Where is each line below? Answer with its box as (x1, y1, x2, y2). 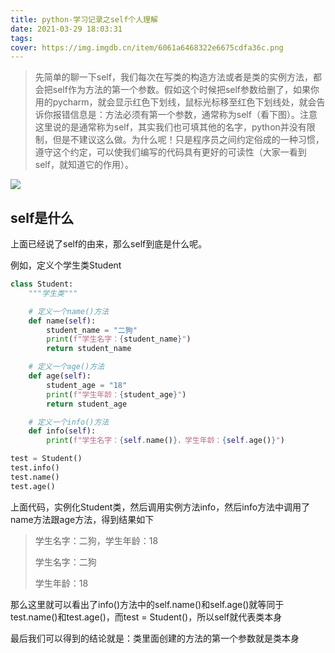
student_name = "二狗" (46, 325, 138, 335)
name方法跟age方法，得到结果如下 (10, 513, 155, 525)
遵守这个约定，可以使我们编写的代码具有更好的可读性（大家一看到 (34, 146, 307, 158)
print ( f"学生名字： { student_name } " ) (46, 334, 192, 345)
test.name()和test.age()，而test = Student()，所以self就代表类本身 (10, 611, 283, 623)
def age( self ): (28, 371, 92, 381)
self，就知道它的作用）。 (34, 159, 134, 171)
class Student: (10, 279, 74, 290)
